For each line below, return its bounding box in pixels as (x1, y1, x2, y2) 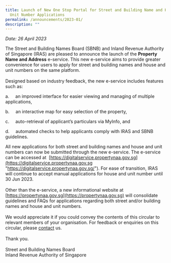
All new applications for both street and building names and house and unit (5, 144, 162, 150)
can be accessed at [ (5, 154, 51, 161)
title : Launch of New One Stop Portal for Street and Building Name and (5, 7, 163, 13)
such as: (5, 84, 23, 90)
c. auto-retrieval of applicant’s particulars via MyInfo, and (5, 118, 131, 125)
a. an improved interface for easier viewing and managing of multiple (5, 93, 155, 99)
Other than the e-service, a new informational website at (5, 187, 124, 193)
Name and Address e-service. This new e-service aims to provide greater (5, 57, 161, 63)
